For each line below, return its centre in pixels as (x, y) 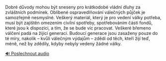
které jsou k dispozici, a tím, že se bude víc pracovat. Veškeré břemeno (78, 28)
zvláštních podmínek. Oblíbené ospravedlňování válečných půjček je (75, 12)
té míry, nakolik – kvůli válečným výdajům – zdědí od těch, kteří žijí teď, (78, 38)
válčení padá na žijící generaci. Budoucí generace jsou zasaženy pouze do (82, 33)
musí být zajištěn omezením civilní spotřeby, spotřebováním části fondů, (79, 23)
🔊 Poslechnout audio (27, 53)
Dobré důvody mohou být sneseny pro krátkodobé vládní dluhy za (73, 7)
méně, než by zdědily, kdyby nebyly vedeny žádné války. (63, 44)
